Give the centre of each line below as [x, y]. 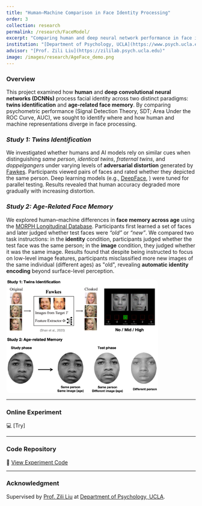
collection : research [33, 25]
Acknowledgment [33, 483]
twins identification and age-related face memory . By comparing [89, 105]
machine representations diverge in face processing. [72, 124]
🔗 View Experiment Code [37, 462]
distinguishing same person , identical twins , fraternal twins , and [86, 159]
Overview [21, 79]
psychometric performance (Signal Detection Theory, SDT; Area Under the [99, 111]
